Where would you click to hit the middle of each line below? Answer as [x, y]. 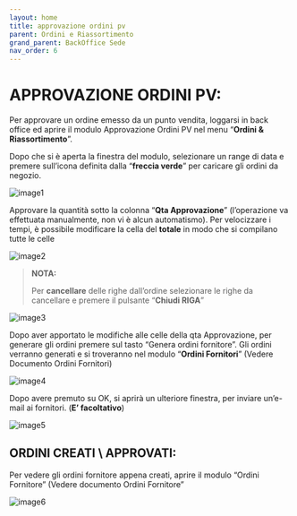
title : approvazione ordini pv [68, 26]
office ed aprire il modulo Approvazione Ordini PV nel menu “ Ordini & [136, 130]
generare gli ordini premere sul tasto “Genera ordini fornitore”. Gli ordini [141, 345]
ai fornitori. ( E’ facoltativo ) [76, 408]
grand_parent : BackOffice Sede [68, 43]
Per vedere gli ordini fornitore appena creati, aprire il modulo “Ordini [134, 475]
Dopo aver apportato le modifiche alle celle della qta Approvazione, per [140, 335]
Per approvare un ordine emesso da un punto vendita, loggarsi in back [139, 120]
